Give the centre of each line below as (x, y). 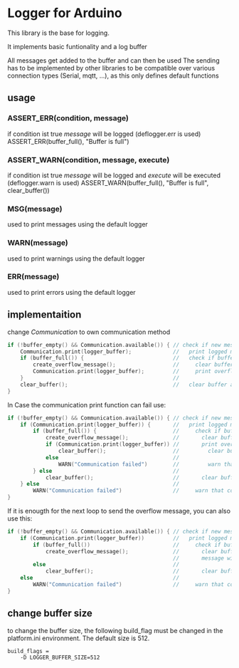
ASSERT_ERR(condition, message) (68, 118)
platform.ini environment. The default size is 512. (79, 638)
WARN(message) (38, 243)
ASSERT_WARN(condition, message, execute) (89, 160)
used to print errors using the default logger (72, 292)
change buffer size (50, 614)
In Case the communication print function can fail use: (87, 405)
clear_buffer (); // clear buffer (124, 385)
